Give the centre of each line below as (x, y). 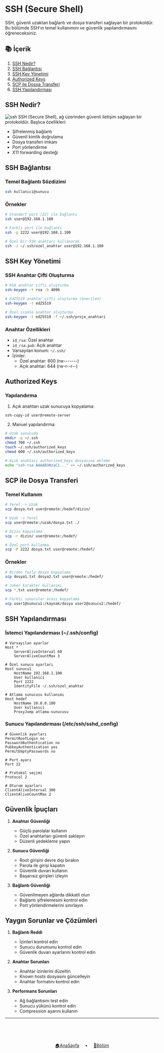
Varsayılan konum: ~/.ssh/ (39, 350)
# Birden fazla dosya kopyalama (38, 572)
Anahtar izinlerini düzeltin (45, 971)
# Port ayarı (18, 760)
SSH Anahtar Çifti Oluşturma (40, 275)
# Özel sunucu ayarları (29, 664)
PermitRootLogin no (25, 738)
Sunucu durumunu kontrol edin (51, 947)
